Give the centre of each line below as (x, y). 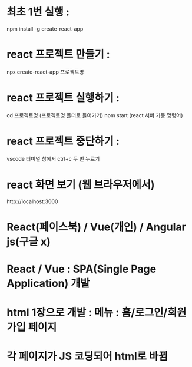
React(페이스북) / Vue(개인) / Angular (96, 227)
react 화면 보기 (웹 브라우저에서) (81, 185)
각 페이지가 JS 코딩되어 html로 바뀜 (87, 356)
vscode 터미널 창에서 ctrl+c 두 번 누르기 (53, 158)
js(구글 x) (29, 242)
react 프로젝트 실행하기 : (63, 98)
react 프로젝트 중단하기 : (63, 141)
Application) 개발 (48, 284)
